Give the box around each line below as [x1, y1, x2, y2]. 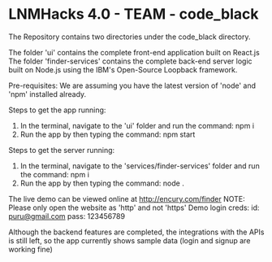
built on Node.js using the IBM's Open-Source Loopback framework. [8, 64, 238, 74]
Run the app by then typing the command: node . [19, 178, 184, 188]
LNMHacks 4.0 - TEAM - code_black [8, 5, 259, 24]
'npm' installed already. [8, 89, 87, 98]
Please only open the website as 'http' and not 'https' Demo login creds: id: [8, 203, 260, 212]
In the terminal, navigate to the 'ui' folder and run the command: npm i [19, 120, 254, 130]
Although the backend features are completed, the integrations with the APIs [8, 227, 265, 237]
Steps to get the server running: [8, 145, 115, 155]
